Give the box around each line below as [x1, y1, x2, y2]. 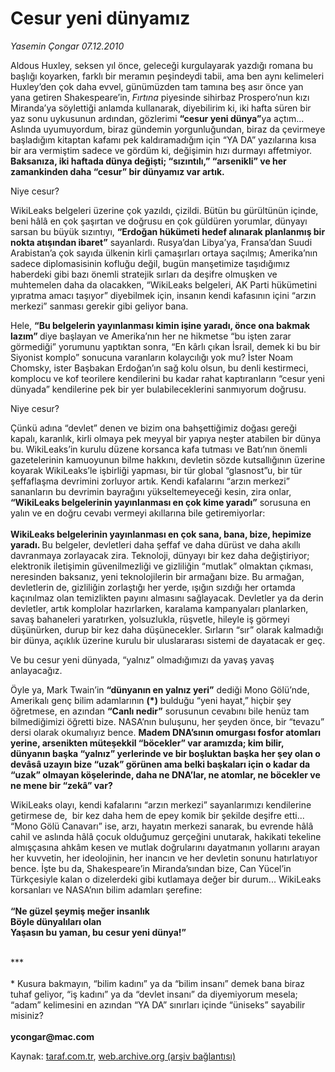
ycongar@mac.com [10, 1030, 95, 1042]
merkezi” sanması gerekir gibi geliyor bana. [10, 300, 189, 312]
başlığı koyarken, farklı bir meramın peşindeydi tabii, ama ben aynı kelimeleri [10, 70, 325, 82]
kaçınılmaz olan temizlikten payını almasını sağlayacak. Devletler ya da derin [10, 592, 324, 604]
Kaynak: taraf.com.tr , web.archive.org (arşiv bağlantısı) [10, 1050, 237, 1062]
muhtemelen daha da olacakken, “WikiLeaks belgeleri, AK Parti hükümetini [10, 278, 318, 291]
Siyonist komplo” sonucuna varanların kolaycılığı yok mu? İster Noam [10, 351, 293, 363]
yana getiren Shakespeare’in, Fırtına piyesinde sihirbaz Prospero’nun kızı [10, 91, 310, 103]
